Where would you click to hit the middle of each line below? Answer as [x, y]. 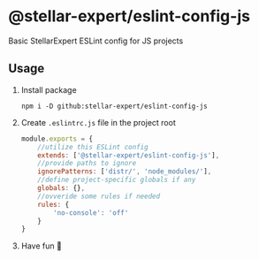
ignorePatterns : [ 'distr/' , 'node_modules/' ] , [125, 172]
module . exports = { [57, 139]
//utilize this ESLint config [93, 147]
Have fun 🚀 [42, 246]
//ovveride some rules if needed [99, 196]
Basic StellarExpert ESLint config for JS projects [96, 41]
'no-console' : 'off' [91, 213]
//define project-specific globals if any [117, 180]
